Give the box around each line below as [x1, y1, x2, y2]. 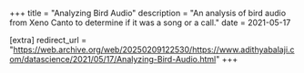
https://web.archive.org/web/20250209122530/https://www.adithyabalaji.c [13, 44, 295, 55]
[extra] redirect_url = [9, 35, 87, 45]
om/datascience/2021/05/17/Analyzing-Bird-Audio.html [9, 54, 217, 64]
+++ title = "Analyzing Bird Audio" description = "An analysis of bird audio [9, 8, 287, 18]
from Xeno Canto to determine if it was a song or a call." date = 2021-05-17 [9, 17, 291, 28]
